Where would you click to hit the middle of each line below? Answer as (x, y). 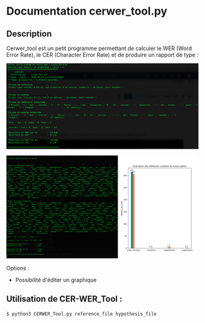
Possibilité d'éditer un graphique (56, 280)
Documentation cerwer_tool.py (87, 11)
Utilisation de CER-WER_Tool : (64, 299)
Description (29, 34)
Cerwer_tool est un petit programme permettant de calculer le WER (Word (99, 48)
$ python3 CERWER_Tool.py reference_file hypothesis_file (81, 314)
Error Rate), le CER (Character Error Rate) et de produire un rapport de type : (103, 55)
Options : (18, 268)
